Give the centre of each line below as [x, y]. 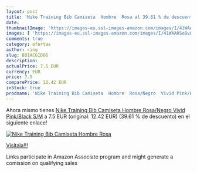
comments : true [25, 39]
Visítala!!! [17, 145]
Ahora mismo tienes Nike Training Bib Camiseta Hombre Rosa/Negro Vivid [96, 110]
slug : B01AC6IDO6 [27, 55]
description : [22, 60]
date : [13, 22]
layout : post [22, 11]
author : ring [22, 50]
